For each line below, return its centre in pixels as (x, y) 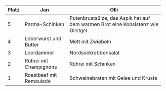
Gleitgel (78, 30)
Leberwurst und (43, 38)
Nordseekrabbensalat (95, 53)
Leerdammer (39, 53)
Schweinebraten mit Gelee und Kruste (113, 78)
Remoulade (38, 81)
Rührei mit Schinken (93, 64)
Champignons (41, 67)
